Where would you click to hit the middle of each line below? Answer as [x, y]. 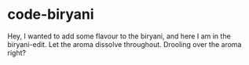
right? [17, 52]
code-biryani [51, 14]
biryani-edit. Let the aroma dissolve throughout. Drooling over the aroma [124, 44]
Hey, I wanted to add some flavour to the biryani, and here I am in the [119, 36]
